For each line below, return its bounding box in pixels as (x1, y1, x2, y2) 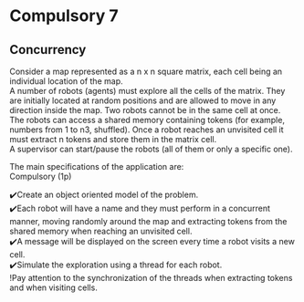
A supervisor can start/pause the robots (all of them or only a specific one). (9, 143, 294, 154)
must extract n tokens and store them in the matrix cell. (9, 134, 217, 144)
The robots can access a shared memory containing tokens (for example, (9, 115, 286, 125)
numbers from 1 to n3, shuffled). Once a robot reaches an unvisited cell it (9, 124, 285, 135)
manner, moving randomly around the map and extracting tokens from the (9, 216, 288, 226)
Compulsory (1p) (9, 171, 72, 182)
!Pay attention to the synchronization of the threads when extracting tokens (9, 273, 293, 283)
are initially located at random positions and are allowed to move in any (9, 95, 277, 106)
